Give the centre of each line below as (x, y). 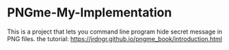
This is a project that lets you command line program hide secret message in (115, 32)
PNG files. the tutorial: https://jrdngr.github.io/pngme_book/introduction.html (114, 38)
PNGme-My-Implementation (90, 13)
